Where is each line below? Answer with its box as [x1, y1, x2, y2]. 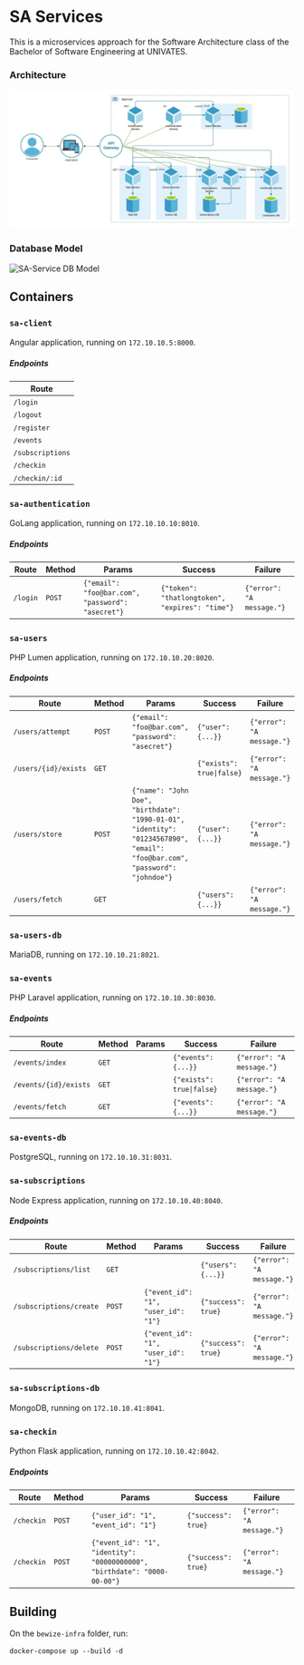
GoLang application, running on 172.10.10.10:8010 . [9, 518, 201, 529]
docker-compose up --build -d [9, 1647, 124, 1656]
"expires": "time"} [160, 603, 234, 612]
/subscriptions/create [13, 1302, 100, 1311]
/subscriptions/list [13, 1265, 91, 1275]
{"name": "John [131, 786, 189, 795]
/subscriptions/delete [13, 1344, 100, 1353]
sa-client [9, 317, 52, 328]
